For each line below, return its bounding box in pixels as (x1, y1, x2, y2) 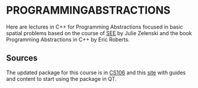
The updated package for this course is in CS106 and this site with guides (6, 69, 186, 76)
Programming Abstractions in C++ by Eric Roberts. (6, 36, 130, 43)
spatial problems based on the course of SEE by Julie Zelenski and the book (6, 29, 192, 36)
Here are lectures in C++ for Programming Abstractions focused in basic (6, 23, 183, 30)
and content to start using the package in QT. (6, 75, 117, 82)
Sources (6, 53, 38, 63)
